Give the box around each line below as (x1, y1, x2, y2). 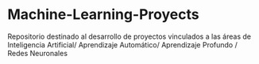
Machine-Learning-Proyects (7, 6, 199, 24)
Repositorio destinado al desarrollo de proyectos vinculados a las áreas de (7, 32, 252, 41)
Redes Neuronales (7, 48, 68, 58)
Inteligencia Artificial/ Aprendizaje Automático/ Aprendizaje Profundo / (7, 40, 238, 49)
